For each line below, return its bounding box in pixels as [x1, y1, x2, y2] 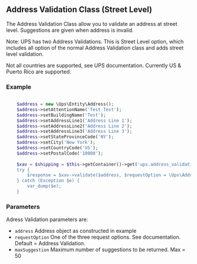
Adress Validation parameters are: [6, 216, 89, 223]
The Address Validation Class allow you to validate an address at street [6, 20, 178, 27]
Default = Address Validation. [14, 240, 86, 247]
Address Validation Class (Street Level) [6, 5, 152, 15]
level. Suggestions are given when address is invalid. [6, 26, 134, 34]
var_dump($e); [27, 183, 62, 189]
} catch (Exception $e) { [16, 178, 80, 184]
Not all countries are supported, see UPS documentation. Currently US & [6, 62, 182, 69]
